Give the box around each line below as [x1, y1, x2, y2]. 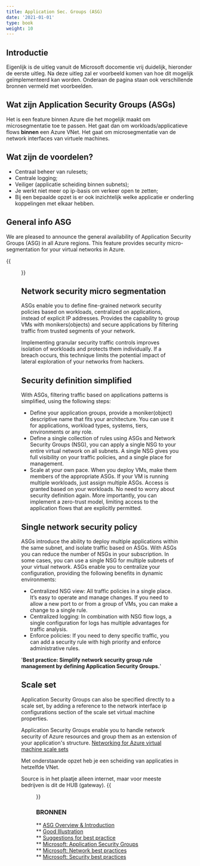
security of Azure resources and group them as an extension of [21, 733, 177, 740]
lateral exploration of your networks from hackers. [21, 358, 144, 365]
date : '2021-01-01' [6, 14, 55, 20]
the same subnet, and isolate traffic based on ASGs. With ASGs [21, 544, 177, 551]
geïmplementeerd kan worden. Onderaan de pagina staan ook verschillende [6, 76, 193, 84]
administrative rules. [29, 644, 80, 652]
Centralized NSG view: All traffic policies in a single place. [29, 587, 173, 594]
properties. [21, 715, 48, 722]
